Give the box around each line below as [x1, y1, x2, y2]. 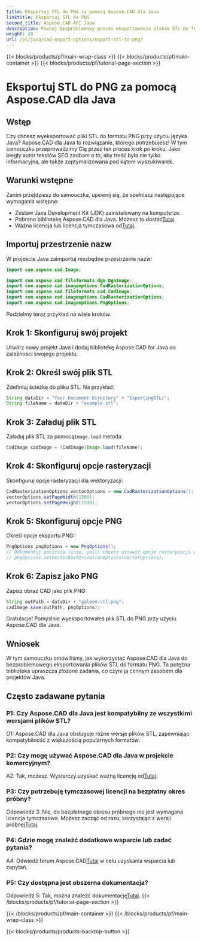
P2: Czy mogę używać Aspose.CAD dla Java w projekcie [6, 751, 173, 760]
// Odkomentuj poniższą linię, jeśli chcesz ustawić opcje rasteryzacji [6, 549, 191, 555]
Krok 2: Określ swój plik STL [6, 367, 112, 377]
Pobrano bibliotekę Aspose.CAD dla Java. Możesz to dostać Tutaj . [14, 215, 176, 223]
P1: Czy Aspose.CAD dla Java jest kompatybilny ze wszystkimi [6, 709, 193, 717]
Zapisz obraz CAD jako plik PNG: [6, 587, 87, 594]
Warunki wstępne [6, 175, 74, 185]
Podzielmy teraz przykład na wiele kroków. [6, 310, 112, 318]
